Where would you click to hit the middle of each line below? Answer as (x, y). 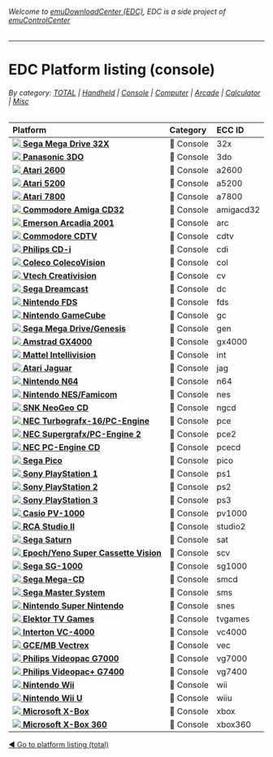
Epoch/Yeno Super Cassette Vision (93, 552)
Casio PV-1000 (54, 513)
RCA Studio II (49, 526)
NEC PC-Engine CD (62, 447)
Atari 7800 (44, 197)
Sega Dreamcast (56, 288)
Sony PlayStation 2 (61, 487)
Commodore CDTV (60, 236)
